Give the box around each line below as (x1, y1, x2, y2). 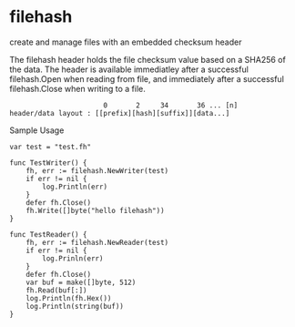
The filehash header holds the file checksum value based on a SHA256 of (9, 54, 287, 65)
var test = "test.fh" (9, 142, 92, 151)
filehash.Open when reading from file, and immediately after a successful (9, 73, 285, 84)
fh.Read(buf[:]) (25, 285, 88, 295)
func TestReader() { (9, 230, 88, 239)
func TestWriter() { (9, 158, 88, 168)
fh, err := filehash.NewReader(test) (25, 238, 169, 247)
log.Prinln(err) (42, 253, 104, 263)
